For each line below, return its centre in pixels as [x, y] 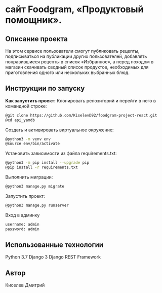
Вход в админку [23, 215]
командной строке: [26, 106]
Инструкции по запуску [45, 88]
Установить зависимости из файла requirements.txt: [61, 154]
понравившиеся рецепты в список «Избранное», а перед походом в [79, 62]
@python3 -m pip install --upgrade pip [47, 163]
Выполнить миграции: [29, 177]
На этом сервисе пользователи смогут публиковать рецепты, [72, 51]
